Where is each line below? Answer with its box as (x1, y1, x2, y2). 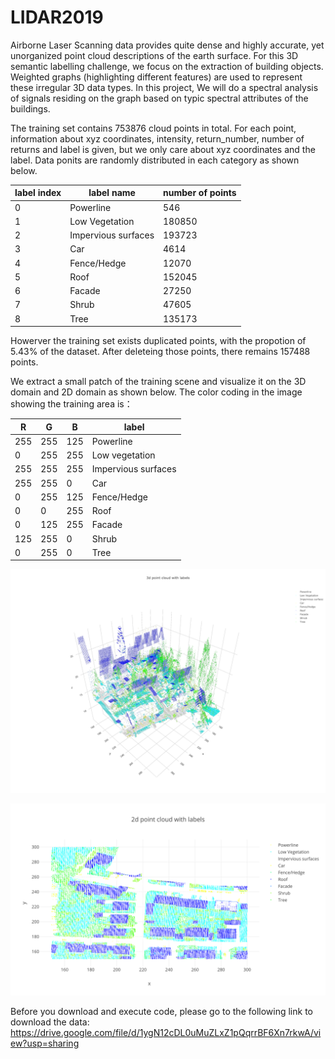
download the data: (10, 1016, 90, 1028)
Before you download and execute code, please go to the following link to (10, 1005, 313, 1017)
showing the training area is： (10, 398, 133, 410)
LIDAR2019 (10, 6, 104, 29)
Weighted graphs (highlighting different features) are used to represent (10, 71, 303, 83)
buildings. (10, 102, 51, 115)
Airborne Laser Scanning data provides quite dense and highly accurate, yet (10, 39, 325, 51)
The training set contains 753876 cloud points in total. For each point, (10, 122, 297, 134)
